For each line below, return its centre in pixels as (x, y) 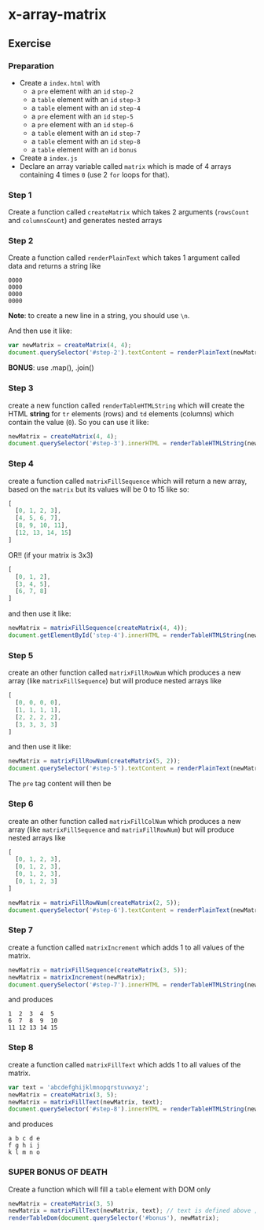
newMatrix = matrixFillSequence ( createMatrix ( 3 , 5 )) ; (98, 970)
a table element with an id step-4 (86, 108)
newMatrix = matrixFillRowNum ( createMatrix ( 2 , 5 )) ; (94, 902)
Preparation (31, 66)
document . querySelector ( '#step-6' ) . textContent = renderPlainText (119, 910)
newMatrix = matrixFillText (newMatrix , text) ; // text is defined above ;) (135, 1211)
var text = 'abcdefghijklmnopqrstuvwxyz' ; (79, 1087)
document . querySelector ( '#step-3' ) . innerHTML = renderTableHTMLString (126, 444)
